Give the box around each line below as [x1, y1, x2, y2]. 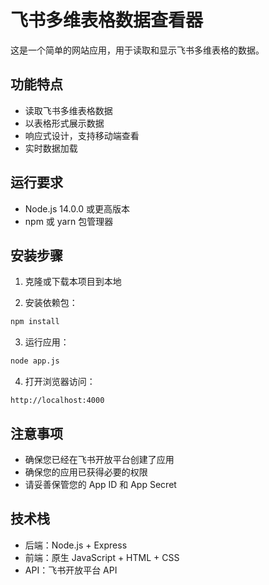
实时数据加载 [24, 142, 78, 154]
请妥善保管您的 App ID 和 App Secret [24, 478, 177, 490]
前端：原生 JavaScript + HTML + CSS [24, 551, 180, 563]
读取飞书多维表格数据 [24, 104, 113, 116]
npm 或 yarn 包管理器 [24, 215, 114, 227]
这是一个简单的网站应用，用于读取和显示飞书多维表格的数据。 [10, 44, 265, 56]
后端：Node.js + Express [24, 539, 128, 551]
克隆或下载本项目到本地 [24, 276, 122, 288]
